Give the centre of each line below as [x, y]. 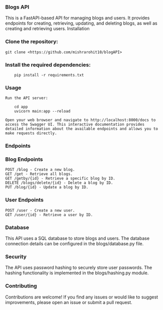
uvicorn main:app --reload [42, 112]
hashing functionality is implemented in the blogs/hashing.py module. [77, 273]
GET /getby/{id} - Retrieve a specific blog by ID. [60, 179]
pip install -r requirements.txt [49, 75]
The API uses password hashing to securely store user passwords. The [79, 268]
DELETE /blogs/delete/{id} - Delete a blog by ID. [59, 183]
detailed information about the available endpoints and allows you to [81, 129]
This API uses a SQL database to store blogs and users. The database [77, 238]
